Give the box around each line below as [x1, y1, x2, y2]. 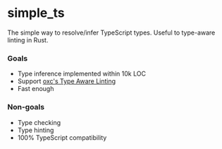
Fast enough [17, 85, 54, 93]
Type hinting [17, 126, 54, 134]
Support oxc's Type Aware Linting [17, 77, 116, 85]
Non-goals [7, 102, 44, 112]
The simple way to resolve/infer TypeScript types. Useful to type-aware [7, 28, 216, 37]
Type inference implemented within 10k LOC [17, 69, 147, 78]
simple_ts [7, 5, 65, 21]
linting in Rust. [7, 35, 49, 44]
